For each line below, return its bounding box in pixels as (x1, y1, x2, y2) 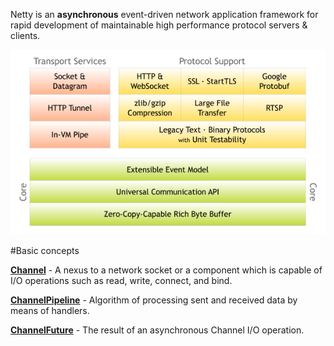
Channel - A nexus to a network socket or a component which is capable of (10, 264, 323, 276)
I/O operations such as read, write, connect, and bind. (10, 275, 233, 287)
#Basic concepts (10, 245, 80, 257)
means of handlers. (10, 305, 90, 317)
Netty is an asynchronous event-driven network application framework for (10, 9, 319, 20)
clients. (10, 30, 41, 41)
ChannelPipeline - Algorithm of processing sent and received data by (10, 294, 298, 306)
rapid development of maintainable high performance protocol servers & (10, 19, 308, 31)
